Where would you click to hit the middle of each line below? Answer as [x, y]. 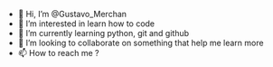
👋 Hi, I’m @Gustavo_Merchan [72, 14]
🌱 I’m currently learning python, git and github [104, 33]
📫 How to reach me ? [58, 53]
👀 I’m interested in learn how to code [86, 24]
